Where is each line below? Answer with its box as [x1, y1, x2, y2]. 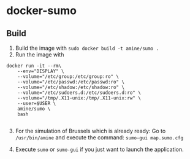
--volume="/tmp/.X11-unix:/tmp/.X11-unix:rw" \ [17, 95, 141, 101]
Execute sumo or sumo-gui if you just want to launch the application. [15, 145, 184, 153]
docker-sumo [6, 4, 77, 18]
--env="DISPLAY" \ [17, 68, 64, 74]
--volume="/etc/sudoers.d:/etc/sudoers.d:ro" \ [17, 90, 141, 96]
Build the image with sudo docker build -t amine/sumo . [15, 44, 159, 52]
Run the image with [15, 51, 64, 58]
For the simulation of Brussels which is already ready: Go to [15, 127, 166, 134]
